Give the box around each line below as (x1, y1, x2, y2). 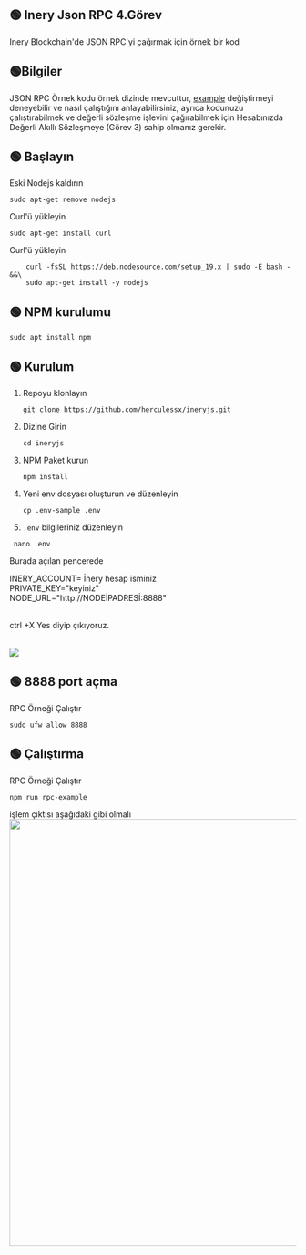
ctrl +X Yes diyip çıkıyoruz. (9, 620, 110, 631)
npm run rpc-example (9, 792, 88, 801)
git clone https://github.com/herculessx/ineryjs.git (22, 405, 231, 414)
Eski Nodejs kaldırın (9, 178, 84, 189)
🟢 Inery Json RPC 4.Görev (9, 7, 162, 23)
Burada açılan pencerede (9, 556, 104, 566)
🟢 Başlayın (9, 149, 75, 165)
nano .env (13, 540, 51, 549)
